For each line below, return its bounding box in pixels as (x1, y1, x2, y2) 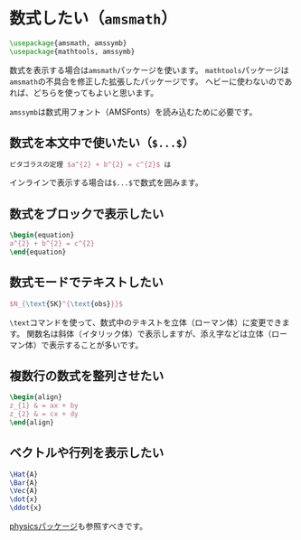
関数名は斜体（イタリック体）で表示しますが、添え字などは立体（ (26, 328, 272, 339)
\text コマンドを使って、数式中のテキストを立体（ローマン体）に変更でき (9, 317, 282, 328)
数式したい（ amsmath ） (9, 8, 178, 29)
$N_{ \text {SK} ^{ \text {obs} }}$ (9, 299, 124, 308)
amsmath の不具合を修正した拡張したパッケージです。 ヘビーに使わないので (9, 76, 285, 87)
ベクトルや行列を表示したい (9, 445, 165, 461)
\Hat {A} (9, 470, 39, 479)
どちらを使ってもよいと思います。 (33, 87, 159, 98)
